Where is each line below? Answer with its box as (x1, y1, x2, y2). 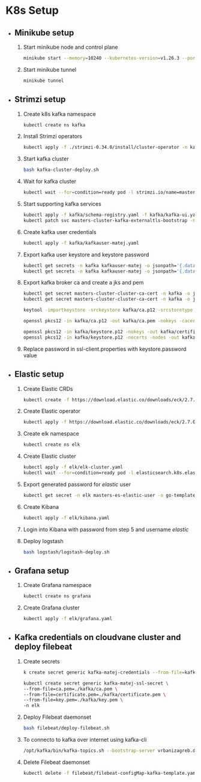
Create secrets (23, 657, 61, 665)
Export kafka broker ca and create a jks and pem (23, 279, 144, 286)
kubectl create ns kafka (23, 122, 86, 128)
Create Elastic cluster (23, 452, 76, 460)
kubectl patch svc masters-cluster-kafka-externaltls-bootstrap (23, 217, 188, 223)
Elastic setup (14, 369, 64, 380)
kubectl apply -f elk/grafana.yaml (23, 616, 112, 622)
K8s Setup (5, 4, 59, 17)
